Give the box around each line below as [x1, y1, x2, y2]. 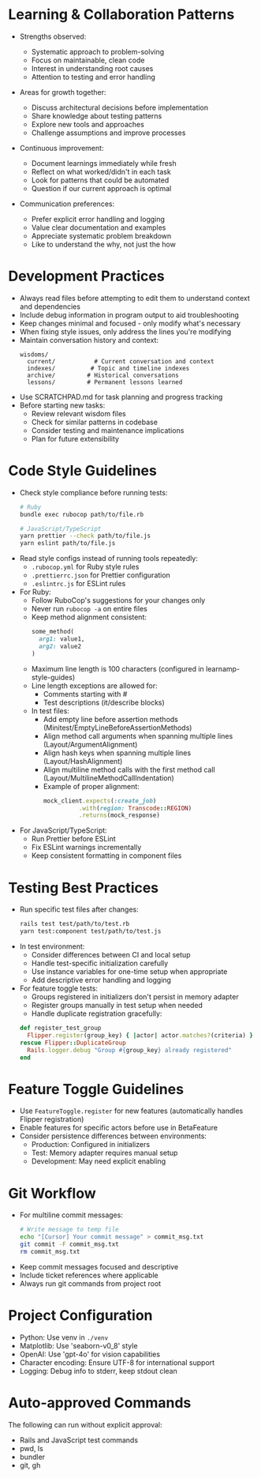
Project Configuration [8, 1306, 153, 1324]
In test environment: [19, 942, 85, 951]
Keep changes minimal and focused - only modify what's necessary [19, 318, 241, 328]
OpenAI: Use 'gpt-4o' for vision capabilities [19, 1349, 160, 1359]
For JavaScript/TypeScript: [19, 825, 108, 835]
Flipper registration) [19, 1115, 84, 1124]
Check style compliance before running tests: [19, 487, 168, 497]
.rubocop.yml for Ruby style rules [31, 562, 140, 572]
